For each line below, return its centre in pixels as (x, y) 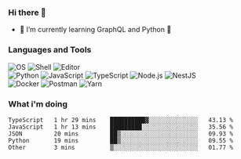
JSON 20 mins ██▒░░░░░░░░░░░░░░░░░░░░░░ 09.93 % (121, 134)
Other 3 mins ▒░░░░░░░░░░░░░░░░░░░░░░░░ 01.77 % (121, 147)
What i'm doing (38, 103)
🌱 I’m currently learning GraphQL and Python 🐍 (95, 30)
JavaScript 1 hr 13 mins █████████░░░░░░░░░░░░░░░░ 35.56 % (121, 127)
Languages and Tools (50, 50)
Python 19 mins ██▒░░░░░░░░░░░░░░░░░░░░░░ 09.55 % (121, 140)
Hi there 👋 (27, 13)
